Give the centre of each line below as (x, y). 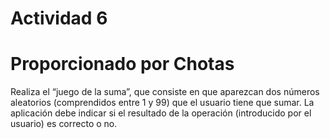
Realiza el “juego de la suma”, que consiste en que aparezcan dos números (165, 92)
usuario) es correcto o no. (64, 124)
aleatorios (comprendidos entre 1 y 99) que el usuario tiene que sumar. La (162, 103)
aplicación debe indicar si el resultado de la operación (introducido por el (161, 113)
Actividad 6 (59, 18)
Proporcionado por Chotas (122, 64)
